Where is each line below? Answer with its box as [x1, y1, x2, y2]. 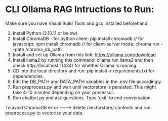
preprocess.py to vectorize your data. [5, 110, 84, 116]
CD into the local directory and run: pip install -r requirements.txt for [12, 67, 155, 74]
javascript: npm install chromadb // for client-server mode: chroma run [12, 41, 160, 47]
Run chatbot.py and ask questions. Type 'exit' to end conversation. [12, 95, 152, 101]
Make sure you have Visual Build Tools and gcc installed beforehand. [5, 20, 149, 26]
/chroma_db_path [25, 46, 62, 52]
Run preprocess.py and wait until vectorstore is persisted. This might [12, 84, 156, 90]
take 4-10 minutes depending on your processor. [12, 89, 115, 95]
